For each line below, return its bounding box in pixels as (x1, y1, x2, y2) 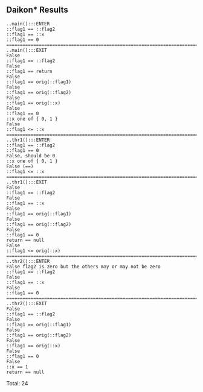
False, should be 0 (6, 153, 56, 159)
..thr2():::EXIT (6, 300, 47, 306)
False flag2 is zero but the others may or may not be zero (6, 264, 161, 270)
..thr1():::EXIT (6, 179, 47, 185)
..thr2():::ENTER (6, 258, 50, 264)
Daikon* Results (6, 5, 68, 15)
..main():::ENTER (6, 21, 50, 27)
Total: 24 (6, 379, 28, 387)
